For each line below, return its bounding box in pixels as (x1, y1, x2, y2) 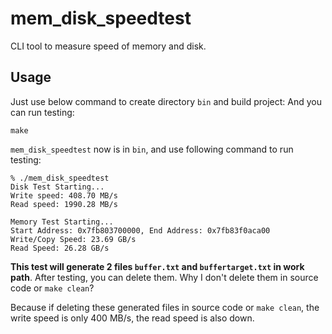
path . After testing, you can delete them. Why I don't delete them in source (10, 271, 319, 283)
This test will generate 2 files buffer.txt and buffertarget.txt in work (10, 260, 305, 272)
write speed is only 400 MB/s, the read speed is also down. (10, 312, 255, 324)
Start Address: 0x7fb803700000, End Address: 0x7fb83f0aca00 (10, 225, 271, 236)
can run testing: (10, 106, 75, 118)
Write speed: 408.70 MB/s (10, 190, 118, 201)
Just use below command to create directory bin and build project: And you (10, 95, 323, 107)
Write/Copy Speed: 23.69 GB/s (10, 234, 137, 244)
